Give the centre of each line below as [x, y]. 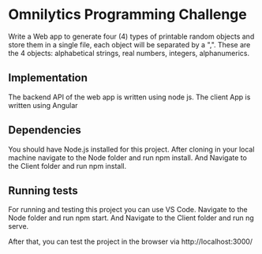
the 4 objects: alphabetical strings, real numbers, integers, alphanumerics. [129, 53]
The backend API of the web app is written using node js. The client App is [129, 97]
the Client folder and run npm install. [67, 166]
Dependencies [45, 131]
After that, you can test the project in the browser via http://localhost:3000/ [131, 241]
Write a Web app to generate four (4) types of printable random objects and [131, 36]
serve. [19, 226]
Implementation [48, 78]
